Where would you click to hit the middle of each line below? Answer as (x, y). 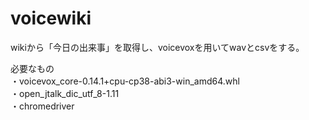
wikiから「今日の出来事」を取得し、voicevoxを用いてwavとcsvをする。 (157, 47)
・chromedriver (42, 106)
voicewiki (51, 18)
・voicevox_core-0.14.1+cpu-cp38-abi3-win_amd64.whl (125, 81)
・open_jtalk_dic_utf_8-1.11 (65, 93)
